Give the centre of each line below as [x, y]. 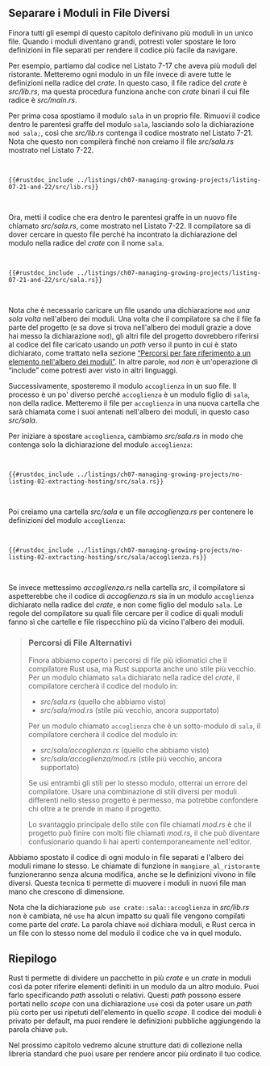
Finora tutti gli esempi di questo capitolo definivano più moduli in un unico [131, 32]
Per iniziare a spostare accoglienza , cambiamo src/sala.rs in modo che [126, 436]
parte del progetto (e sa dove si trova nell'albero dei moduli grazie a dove [130, 327]
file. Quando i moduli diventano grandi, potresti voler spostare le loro [122, 41]
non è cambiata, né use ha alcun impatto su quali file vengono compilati [127, 916]
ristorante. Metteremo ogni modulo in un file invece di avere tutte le [120, 74]
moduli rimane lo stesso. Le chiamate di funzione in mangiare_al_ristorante [134, 866]
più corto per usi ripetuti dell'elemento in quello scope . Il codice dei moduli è [135, 1012]
